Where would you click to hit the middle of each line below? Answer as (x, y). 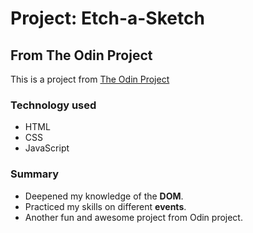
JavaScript (47, 148)
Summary (35, 174)
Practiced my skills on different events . (105, 206)
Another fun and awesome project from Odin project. (133, 217)
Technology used (53, 105)
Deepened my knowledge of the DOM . (104, 196)
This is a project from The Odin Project (90, 79)
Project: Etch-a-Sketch (107, 18)
